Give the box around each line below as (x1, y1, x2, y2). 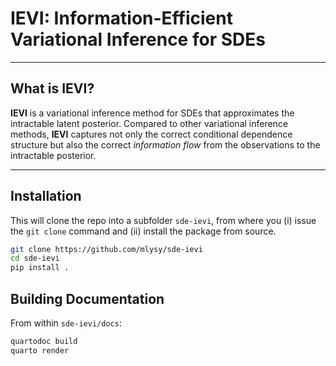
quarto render (10, 345, 70, 356)
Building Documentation (10, 290, 165, 307)
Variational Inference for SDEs (10, 28, 266, 51)
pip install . (10, 263, 70, 273)
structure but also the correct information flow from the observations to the (10, 138, 321, 151)
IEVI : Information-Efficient (10, 7, 233, 30)
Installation (10, 188, 82, 205)
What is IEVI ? (10, 80, 95, 97)
